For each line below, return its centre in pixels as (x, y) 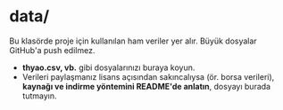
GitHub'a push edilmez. (52, 50)
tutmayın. (39, 96)
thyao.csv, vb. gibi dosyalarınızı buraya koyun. (108, 67)
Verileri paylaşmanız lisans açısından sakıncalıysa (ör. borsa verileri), (148, 76)
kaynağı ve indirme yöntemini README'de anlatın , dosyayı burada (146, 86)
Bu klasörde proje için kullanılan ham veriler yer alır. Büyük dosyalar (133, 41)
